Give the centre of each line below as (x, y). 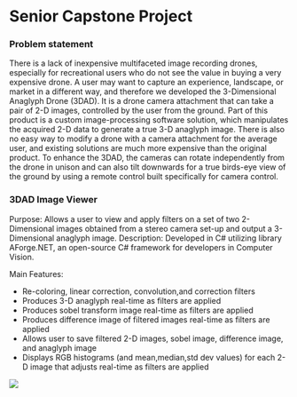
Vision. (22, 257)
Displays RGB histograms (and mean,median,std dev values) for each (148, 357)
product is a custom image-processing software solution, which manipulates (149, 120)
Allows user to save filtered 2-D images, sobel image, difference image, (152, 338)
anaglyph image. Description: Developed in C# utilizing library (169, 238)
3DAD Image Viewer (53, 200)
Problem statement (51, 44)
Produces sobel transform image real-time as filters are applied (138, 310)
